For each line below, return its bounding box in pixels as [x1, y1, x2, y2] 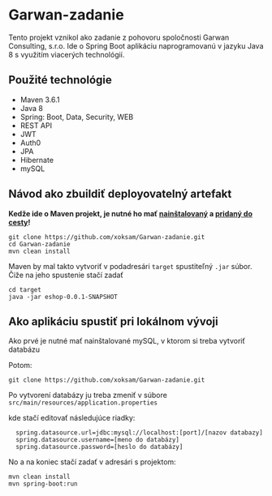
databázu [8, 344, 41, 354]
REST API [19, 120, 53, 130]
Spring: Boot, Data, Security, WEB [19, 112, 134, 122]
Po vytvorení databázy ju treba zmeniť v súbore [8, 391, 168, 400]
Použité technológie [8, 73, 112, 87]
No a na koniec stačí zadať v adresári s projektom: [8, 457, 176, 467]
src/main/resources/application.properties [8, 399, 158, 407]
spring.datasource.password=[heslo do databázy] [15, 443, 183, 451]
